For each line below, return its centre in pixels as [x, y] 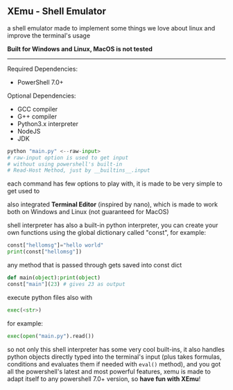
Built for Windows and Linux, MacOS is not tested [80, 48]
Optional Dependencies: [42, 96]
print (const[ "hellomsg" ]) [44, 252]
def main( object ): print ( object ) [54, 278]
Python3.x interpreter [48, 123]
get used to [24, 191]
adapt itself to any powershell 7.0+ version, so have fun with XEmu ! [104, 379]
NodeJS [29, 131]
